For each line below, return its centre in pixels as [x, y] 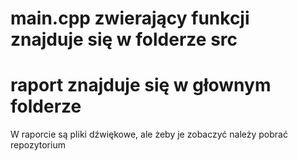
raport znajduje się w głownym [141, 85]
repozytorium [38, 145]
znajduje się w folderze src [124, 39]
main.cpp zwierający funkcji [130, 18]
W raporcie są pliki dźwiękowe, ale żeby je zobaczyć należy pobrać [149, 134]
